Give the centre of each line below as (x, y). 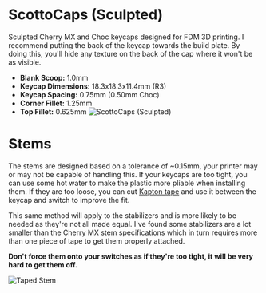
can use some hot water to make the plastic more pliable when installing (127, 183)
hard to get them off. (43, 264)
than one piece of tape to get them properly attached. (97, 240)
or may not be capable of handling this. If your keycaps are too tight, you (128, 174)
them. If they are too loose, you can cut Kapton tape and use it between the (133, 191)
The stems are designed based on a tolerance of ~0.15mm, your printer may (133, 166)
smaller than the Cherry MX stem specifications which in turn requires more (133, 232)
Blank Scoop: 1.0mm (54, 77)
